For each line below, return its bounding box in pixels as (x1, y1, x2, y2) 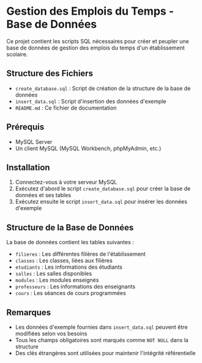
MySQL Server (15, 138, 53, 145)
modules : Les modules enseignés (15, 277, 99, 284)
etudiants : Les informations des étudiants (15, 263, 122, 271)
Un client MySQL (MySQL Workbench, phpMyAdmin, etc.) (15, 144, 162, 152)
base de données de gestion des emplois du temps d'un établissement (6, 44, 185, 51)
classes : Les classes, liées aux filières (15, 257, 113, 264)
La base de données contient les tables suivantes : (6, 239, 134, 246)
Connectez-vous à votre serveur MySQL (15, 179, 118, 186)
